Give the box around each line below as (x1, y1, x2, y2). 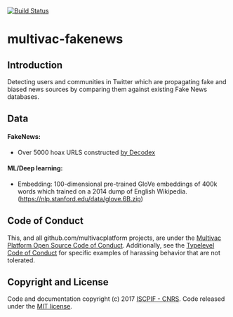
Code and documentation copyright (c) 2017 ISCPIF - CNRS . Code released (7, 295, 225, 303)
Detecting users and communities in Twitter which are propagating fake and (7, 78, 227, 86)
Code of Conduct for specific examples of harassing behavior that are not (7, 248, 221, 257)
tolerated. (7, 256, 35, 264)
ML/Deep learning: (7, 164, 63, 173)
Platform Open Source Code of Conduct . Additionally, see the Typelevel (7, 241, 215, 249)
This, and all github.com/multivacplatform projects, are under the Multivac (7, 234, 222, 242)
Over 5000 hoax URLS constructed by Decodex (17, 148, 156, 156)
